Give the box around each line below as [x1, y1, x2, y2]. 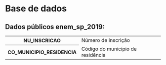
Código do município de [81, 45, 137, 52]
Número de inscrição [81, 37, 130, 44]
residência [81, 51, 106, 58]
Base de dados [5, 3, 67, 14]
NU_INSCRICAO [23, 37, 61, 44]
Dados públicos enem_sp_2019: [5, 23, 105, 31]
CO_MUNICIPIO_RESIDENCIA [7, 49, 77, 56]
